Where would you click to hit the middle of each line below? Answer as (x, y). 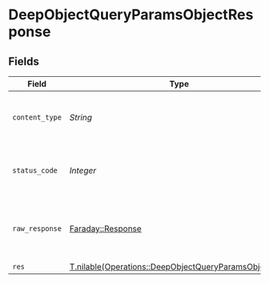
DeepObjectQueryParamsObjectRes (131, 15)
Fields (24, 61)
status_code (35, 170)
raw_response (37, 229)
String (81, 117)
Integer (83, 170)
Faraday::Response (105, 228)
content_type (37, 117)
